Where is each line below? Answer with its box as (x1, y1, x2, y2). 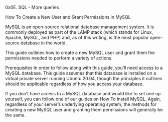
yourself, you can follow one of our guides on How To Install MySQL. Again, (5, 96, 161, 102)
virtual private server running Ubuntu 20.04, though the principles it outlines (5, 76, 162, 81)
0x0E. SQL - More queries (5, 5, 59, 10)
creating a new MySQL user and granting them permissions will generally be (5, 107, 163, 112)
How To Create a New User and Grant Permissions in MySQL (5, 14, 131, 20)
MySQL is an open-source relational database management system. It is (5, 24, 154, 30)
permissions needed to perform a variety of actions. (5, 55, 113, 61)
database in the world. (21, 40, 67, 46)
